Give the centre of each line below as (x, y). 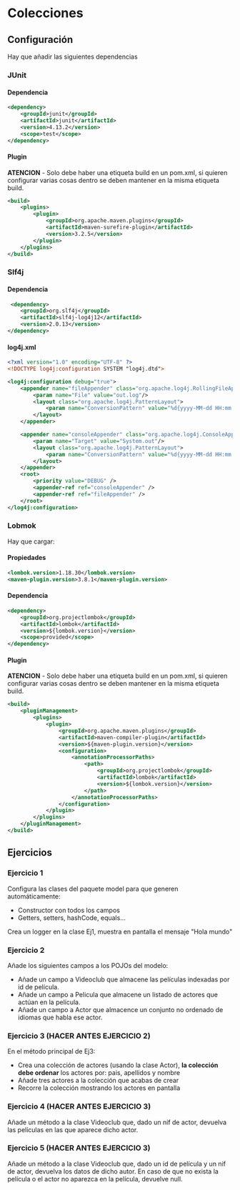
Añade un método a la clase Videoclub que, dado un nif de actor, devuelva (117, 1122)
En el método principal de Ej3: (51, 1051)
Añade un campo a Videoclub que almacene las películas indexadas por (124, 979)
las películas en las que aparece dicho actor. (73, 1129)
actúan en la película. (49, 1002)
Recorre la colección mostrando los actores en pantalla (99, 1088)
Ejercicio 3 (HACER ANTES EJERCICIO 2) (79, 1036)
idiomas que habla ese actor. (60, 1017)
